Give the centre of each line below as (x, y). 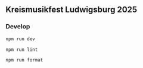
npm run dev (20, 39)
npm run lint (22, 50)
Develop (18, 27)
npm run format (24, 60)
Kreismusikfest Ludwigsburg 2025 (71, 10)
